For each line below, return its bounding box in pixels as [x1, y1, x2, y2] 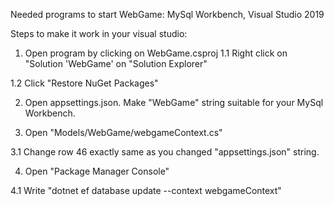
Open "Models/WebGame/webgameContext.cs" [24, 127, 223, 138]
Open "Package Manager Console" [24, 165, 170, 177]
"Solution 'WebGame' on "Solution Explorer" [24, 58, 208, 69]
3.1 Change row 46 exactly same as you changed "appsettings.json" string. [10, 146, 320, 158]
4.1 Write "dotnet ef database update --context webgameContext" [10, 185, 282, 196]
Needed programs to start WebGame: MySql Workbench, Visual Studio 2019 [10, 9, 325, 20]
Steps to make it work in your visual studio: [10, 28, 188, 39]
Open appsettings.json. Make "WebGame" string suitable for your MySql [24, 97, 324, 108]
